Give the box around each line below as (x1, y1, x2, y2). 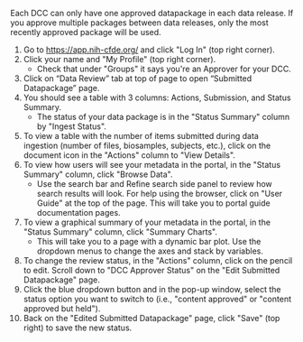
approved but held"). (23, 303, 101, 314)
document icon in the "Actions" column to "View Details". (23, 150, 235, 161)
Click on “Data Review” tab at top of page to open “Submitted (23, 73, 252, 84)
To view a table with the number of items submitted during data (23, 131, 260, 141)
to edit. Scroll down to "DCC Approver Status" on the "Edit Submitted (23, 265, 280, 275)
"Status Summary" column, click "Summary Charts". (23, 226, 217, 237)
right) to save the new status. (23, 322, 133, 333)
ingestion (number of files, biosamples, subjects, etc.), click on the (23, 140, 271, 151)
